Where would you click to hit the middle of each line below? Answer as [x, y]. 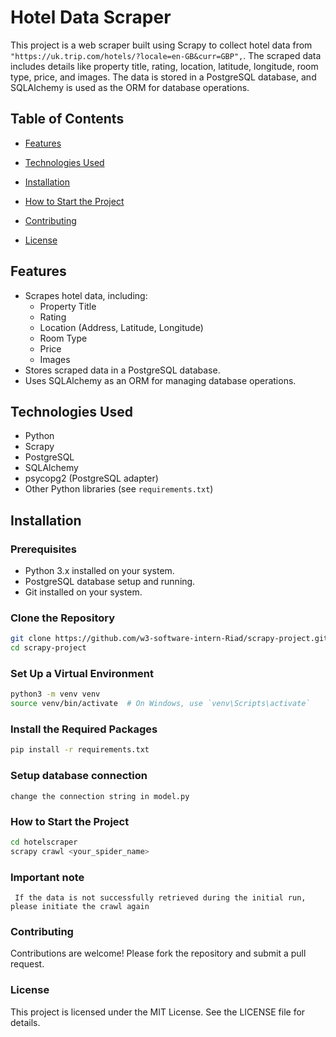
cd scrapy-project [48, 648]
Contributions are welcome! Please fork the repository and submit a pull [158, 953]
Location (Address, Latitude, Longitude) [121, 327]
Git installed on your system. [83, 592]
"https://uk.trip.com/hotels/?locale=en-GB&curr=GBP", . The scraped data [166, 55]
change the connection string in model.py [100, 796]
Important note [47, 877]
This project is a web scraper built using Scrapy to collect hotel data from [161, 45]
